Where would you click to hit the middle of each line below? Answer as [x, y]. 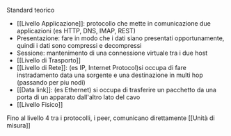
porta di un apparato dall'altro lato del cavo [78, 97]
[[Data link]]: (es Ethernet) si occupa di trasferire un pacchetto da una [117, 90]
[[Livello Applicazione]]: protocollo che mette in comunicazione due [114, 23]
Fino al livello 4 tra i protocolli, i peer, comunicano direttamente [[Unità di [111, 118]
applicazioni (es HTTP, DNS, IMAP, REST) [76, 31]
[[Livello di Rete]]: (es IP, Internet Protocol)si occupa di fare [102, 68]
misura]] [18, 125]
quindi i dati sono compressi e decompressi [79, 45]
